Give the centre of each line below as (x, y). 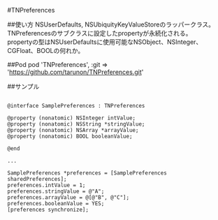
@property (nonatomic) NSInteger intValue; (72, 118)
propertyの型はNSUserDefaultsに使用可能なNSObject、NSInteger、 (105, 42)
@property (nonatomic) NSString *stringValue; (76, 124)
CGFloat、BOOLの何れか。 (46, 51)
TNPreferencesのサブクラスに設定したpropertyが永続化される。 (100, 33)
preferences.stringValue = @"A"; (56, 191)
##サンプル (23, 86)
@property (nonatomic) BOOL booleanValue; (70, 136)
